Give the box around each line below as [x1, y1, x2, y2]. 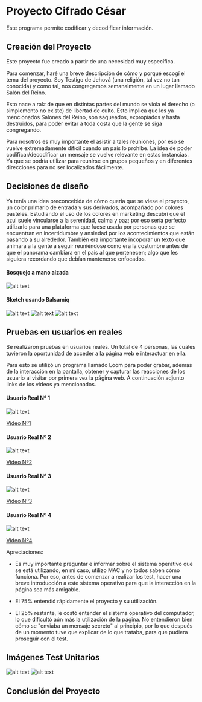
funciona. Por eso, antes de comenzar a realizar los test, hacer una [14, 573, 182, 580]
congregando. [6, 126, 42, 134]
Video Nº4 [6, 536, 33, 544]
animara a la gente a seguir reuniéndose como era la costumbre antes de [6, 242, 188, 249]
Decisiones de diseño [6, 181, 89, 192]
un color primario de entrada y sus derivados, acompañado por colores [6, 204, 184, 211]
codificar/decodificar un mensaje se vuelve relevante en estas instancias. [6, 151, 189, 158]
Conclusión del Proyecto [6, 686, 101, 696]
